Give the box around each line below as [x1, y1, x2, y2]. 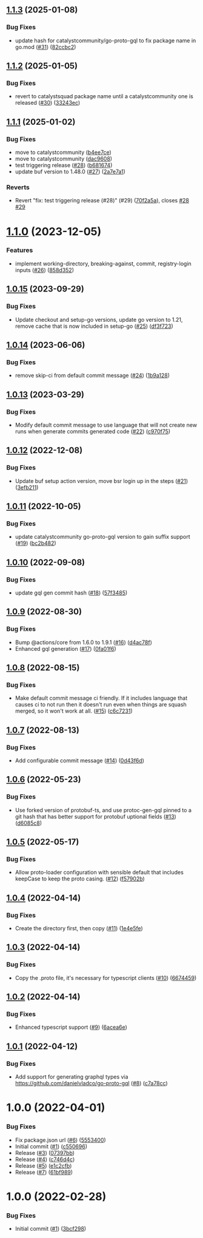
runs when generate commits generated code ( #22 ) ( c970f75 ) [15, 427, 171, 435]
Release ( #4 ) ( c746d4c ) [15, 1156, 75, 1163]
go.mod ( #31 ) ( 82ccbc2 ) [15, 43, 76, 50]
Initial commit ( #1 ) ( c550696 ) [15, 1142, 88, 1150]
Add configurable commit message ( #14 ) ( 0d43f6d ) [15, 757, 144, 764]
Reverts [6, 183, 30, 191]
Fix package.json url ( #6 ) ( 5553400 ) [15, 1136, 106, 1143]
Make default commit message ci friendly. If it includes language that [15, 694, 188, 702]
